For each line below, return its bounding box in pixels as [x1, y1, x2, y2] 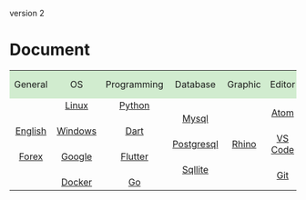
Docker [60, 176, 93, 189]
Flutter [120, 150, 148, 163]
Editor [270, 77, 296, 90]
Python [118, 99, 150, 112]
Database [174, 77, 217, 90]
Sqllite [181, 163, 209, 175]
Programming [105, 77, 164, 90]
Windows [56, 125, 97, 137]
